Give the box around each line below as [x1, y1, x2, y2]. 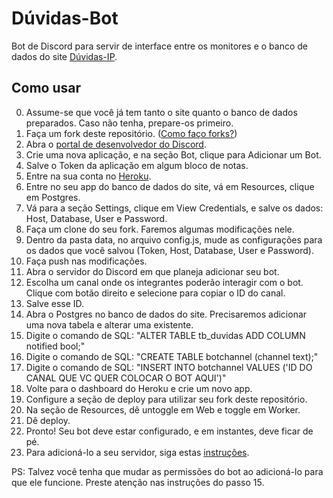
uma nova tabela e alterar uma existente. [25, 318, 194, 331]
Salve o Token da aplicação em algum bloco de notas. [25, 159, 249, 171]
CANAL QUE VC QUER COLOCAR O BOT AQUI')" [25, 372, 227, 384]
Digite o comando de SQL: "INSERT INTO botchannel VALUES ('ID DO [25, 361, 313, 373]
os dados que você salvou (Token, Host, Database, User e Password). [25, 244, 314, 256]
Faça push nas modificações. [25, 255, 148, 267]
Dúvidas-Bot [11, 7, 119, 30]
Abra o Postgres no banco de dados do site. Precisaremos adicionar [25, 308, 308, 320]
